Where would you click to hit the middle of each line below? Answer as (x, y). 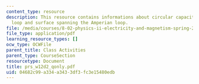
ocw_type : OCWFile (29, 45)
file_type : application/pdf (41, 34)
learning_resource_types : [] (42, 39)
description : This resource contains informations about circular (90, 17)
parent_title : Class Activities (46, 50)
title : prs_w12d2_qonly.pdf (41, 67)
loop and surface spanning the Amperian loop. (70, 22)
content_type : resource (36, 12)
